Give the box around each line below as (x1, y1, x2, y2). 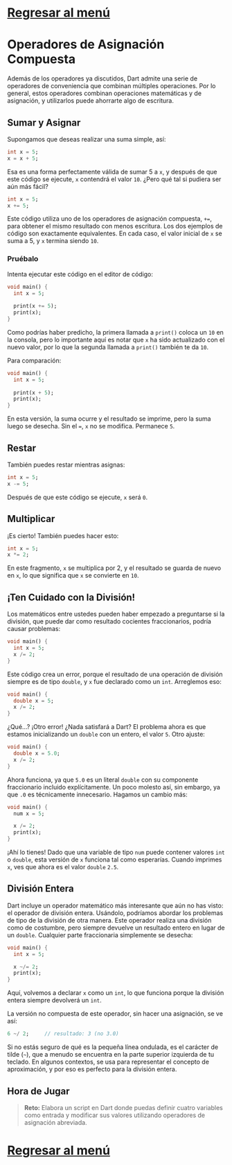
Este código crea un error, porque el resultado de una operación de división (7, 670, 223, 678)
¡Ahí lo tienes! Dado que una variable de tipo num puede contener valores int (7, 848, 225, 857)
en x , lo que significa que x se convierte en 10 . (7, 571, 139, 580)
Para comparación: (7, 356, 62, 364)
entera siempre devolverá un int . (7, 996, 102, 1005)
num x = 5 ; (13, 810, 45, 817)
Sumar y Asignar (7, 117, 81, 128)
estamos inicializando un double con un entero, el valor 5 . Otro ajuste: (7, 730, 206, 739)
